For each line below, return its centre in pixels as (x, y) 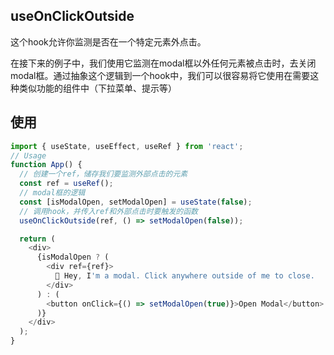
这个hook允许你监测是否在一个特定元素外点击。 (108, 41)
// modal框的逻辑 (52, 193)
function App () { (46, 165)
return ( (37, 239)
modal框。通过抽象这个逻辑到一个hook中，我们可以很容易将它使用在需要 (160, 75)
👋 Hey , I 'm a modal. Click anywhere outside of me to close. (184, 276)
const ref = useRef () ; (66, 184)
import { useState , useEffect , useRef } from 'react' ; (127, 146)
